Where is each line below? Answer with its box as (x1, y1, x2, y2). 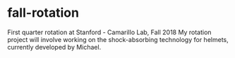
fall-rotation (7, 5, 80, 21)
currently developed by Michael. (7, 43, 102, 51)
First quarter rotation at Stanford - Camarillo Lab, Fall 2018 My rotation (7, 28, 212, 36)
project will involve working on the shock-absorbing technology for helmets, (7, 35, 229, 43)
